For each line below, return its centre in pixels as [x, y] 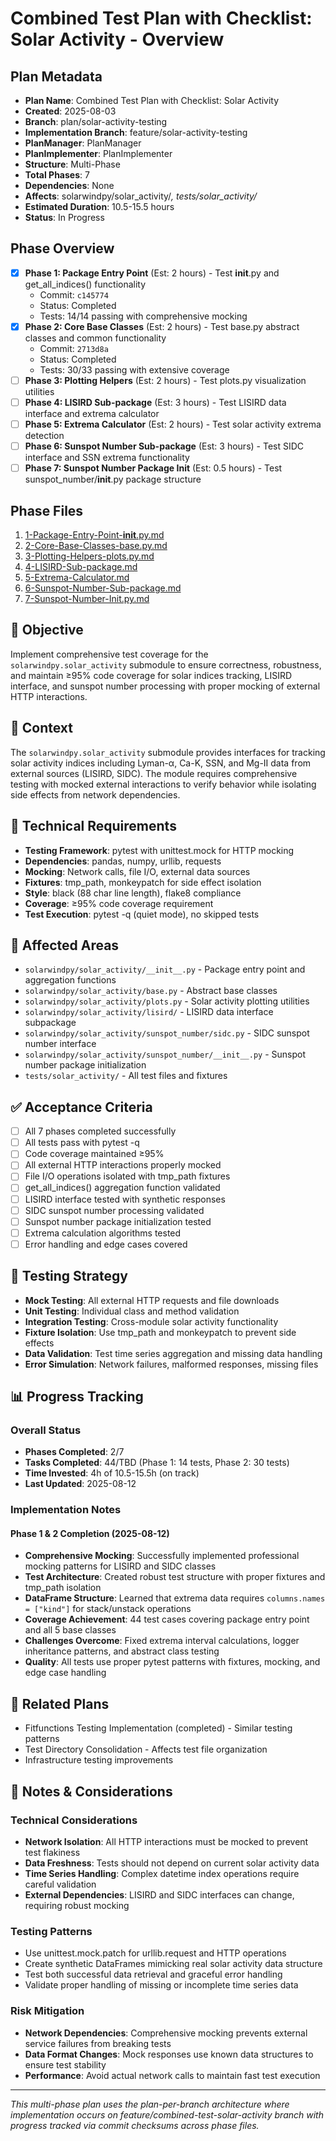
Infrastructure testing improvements [99, 1760]
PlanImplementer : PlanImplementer [98, 153]
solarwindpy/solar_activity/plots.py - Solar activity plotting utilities [167, 1001]
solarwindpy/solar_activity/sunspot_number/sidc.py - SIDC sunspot [167, 1033]
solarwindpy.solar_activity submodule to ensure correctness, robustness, [166, 664]
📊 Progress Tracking [77, 1397]
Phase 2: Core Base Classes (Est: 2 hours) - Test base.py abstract [162, 326]
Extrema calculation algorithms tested [103, 1233]
